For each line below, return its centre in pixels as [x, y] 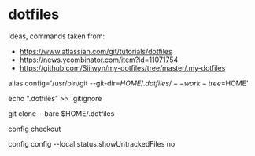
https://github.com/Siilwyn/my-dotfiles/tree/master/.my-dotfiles [122, 67]
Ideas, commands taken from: [56, 36]
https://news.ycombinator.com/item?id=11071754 [99, 60]
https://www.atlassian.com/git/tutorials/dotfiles [96, 51]
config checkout [35, 129]
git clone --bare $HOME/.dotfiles [61, 113]
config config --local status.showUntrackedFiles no [92, 143]
